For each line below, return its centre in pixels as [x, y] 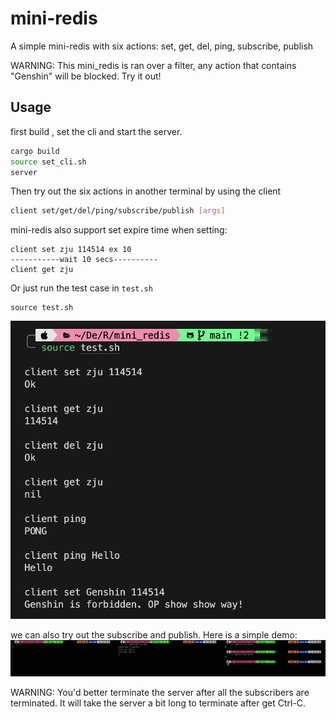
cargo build [35, 151]
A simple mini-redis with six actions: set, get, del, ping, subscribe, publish [162, 46]
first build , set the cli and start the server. [96, 131]
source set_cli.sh [48, 162]
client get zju [42, 270]
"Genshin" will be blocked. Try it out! [86, 76]
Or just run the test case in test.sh [81, 288]
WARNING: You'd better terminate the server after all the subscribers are [160, 692]
